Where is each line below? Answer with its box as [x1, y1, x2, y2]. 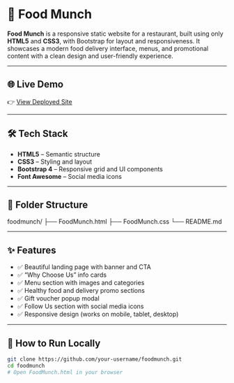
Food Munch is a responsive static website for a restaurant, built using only [7, 29, 224, 38]
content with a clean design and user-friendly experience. [7, 52, 174, 60]
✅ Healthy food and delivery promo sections [17, 287, 145, 295]
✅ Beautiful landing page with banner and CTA [17, 263, 151, 271]
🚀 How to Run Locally [7, 337, 101, 349]
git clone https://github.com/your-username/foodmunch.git [7, 356, 182, 363]
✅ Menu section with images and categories [17, 279, 145, 287]
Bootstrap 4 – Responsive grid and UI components [17, 164, 164, 173]
